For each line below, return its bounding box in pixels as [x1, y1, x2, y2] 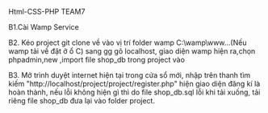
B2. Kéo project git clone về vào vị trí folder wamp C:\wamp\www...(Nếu [8, 38, 247, 47]
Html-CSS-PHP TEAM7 [8, 7, 86, 16]
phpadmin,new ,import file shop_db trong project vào [8, 55, 186, 64]
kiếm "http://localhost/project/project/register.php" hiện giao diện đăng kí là [8, 79, 261, 88]
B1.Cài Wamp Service [8, 22, 79, 31]
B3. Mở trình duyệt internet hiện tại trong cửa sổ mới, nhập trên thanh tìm [8, 71, 251, 79]
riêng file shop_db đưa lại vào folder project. [8, 96, 156, 105]
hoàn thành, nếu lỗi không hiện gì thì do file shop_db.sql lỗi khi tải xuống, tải [8, 87, 261, 97]
